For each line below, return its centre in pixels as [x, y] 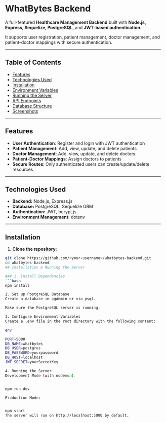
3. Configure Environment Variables [43, 317]
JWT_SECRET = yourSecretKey [32, 362]
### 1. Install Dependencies [35, 276]
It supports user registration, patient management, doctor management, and [83, 37]
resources [22, 169]
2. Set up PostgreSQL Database [37, 294]
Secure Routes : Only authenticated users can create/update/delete [81, 164]
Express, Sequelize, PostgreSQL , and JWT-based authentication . [73, 27]
